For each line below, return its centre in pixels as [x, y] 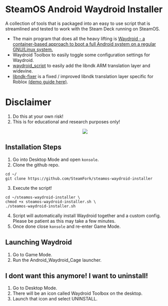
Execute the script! [32, 188]
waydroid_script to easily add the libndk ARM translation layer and [81, 65]
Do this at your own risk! [38, 116]
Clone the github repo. [36, 165]
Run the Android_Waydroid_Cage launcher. [57, 260]
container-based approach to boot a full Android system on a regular [84, 44]
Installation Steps [33, 147]
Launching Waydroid [39, 242]
